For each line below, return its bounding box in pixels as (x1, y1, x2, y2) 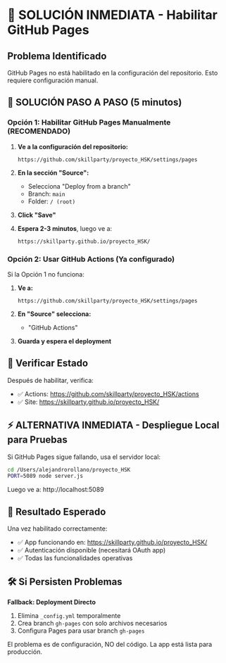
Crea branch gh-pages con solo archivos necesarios (17, 619, 168, 627)
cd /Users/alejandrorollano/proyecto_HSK (7, 466, 131, 473)
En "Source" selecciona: (17, 310, 92, 318)
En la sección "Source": (17, 168, 89, 177)
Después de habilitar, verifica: (7, 376, 94, 384)
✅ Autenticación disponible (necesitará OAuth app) (17, 546, 166, 555)
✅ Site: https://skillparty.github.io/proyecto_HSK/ (17, 398, 160, 406)
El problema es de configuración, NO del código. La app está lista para (7, 640, 213, 648)
